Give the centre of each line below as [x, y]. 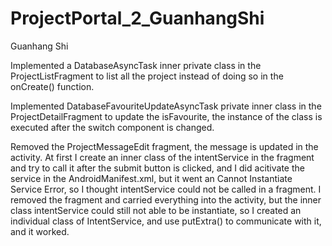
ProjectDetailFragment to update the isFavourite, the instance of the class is [166, 116]
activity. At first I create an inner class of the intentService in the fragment [162, 157]
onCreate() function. [52, 86]
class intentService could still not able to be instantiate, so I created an [156, 210]
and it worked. [40, 231]
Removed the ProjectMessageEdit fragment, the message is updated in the [164, 146]
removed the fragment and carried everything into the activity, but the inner [166, 199]
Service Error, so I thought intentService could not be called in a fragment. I [166, 189]
